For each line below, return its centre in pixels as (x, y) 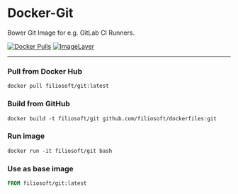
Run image (26, 136)
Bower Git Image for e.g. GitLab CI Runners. (71, 33)
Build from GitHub (39, 104)
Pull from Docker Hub (45, 71)
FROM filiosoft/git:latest (47, 183)
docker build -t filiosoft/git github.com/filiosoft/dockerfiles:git (112, 118)
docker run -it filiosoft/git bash (60, 151)
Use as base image (40, 169)
